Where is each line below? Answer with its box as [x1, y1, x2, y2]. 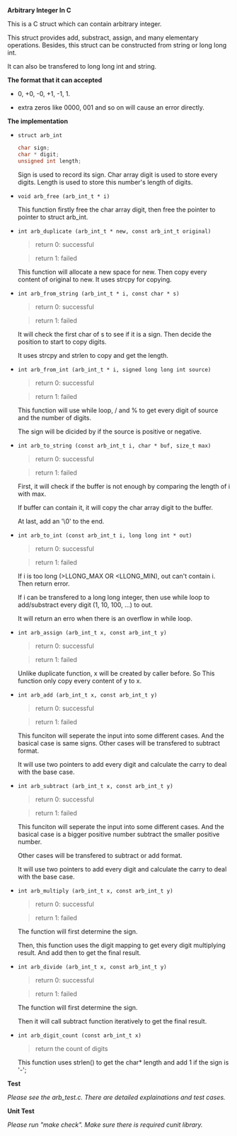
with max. [17, 489, 47, 498]
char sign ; [17, 144, 50, 151]
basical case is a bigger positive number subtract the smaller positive [17, 830, 220, 838]
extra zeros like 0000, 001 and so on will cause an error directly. [17, 103, 205, 112]
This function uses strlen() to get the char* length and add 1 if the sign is [17, 1057, 229, 1067]
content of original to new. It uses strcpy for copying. [17, 275, 172, 284]
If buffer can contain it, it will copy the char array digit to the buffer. [17, 503, 214, 511]
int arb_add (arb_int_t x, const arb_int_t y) [17, 691, 158, 699]
